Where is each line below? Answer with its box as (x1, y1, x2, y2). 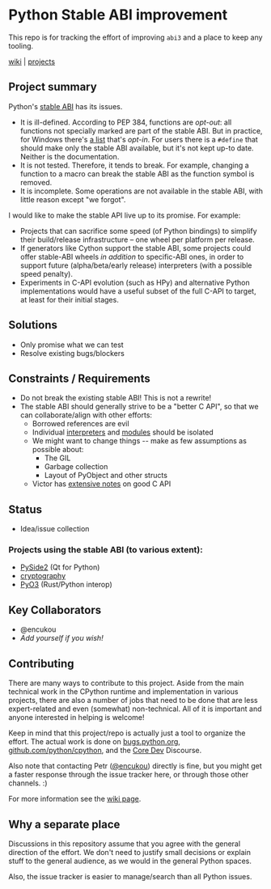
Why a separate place (8, 817, 121, 831)
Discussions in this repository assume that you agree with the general (8, 839, 241, 849)
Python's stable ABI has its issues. (8, 101, 123, 111)
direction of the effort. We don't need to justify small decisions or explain (8, 847, 251, 857)
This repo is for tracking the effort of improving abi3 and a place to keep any (8, 32, 263, 42)
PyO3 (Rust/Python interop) (19, 580, 113, 590)
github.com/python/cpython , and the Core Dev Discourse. (8, 746, 202, 756)
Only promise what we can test (19, 340, 124, 349)
